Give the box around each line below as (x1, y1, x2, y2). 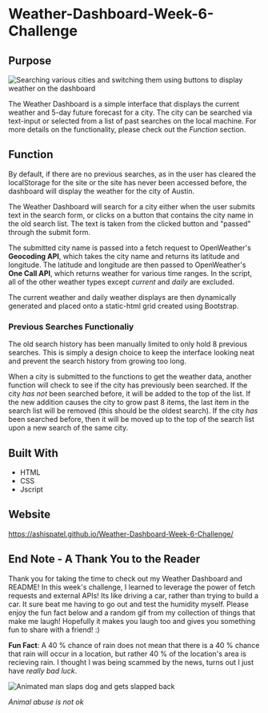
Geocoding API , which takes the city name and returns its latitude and (8, 251, 240, 261)
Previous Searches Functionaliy (8, 321, 134, 332)
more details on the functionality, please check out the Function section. (8, 125, 246, 134)
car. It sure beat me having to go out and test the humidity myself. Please (8, 599, 250, 609)
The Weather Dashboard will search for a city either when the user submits (8, 201, 256, 211)
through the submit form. (8, 227, 90, 237)
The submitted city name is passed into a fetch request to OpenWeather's (8, 242, 252, 253)
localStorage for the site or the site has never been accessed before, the (8, 177, 247, 187)
